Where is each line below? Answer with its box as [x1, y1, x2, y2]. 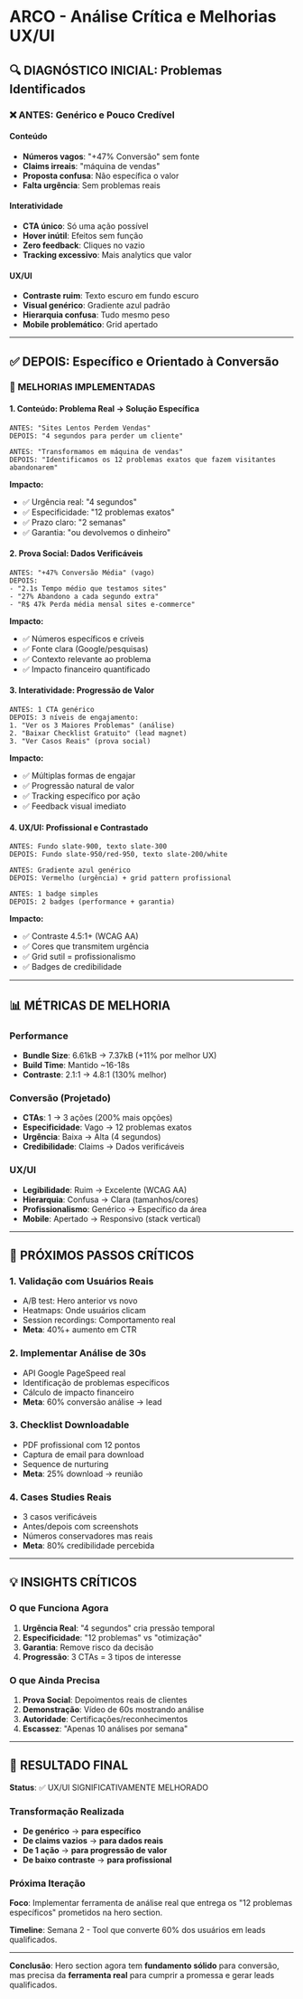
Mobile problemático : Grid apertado [22, 319, 159, 330]
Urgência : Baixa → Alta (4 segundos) [22, 1132, 161, 1142]
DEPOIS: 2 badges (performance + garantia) [9, 897, 176, 906]
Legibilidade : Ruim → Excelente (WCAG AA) [22, 1184, 188, 1195]
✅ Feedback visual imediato [22, 801, 126, 811]
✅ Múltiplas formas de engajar [22, 771, 136, 782]
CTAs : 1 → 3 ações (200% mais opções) [22, 1113, 173, 1123]
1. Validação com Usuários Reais [9, 1274, 154, 1287]
